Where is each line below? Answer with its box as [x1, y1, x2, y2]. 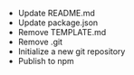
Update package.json [17, 17, 99, 28]
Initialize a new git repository [17, 46, 126, 57]
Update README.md [17, 8, 95, 18]
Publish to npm [17, 56, 74, 66]
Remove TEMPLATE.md [17, 27, 107, 37]
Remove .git [17, 36, 63, 47]
